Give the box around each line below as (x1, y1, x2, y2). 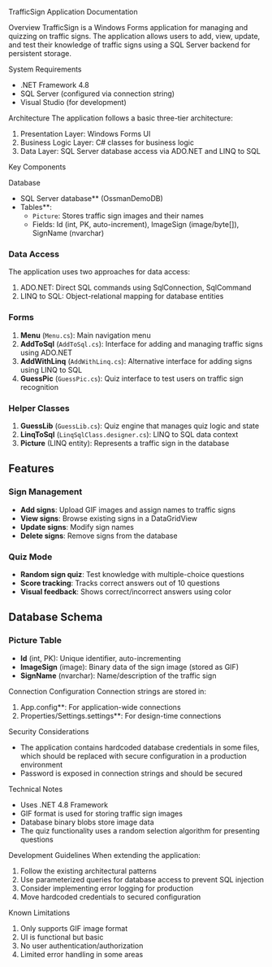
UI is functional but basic (19, 932, 104, 942)
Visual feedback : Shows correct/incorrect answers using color (19, 586, 231, 597)
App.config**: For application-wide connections (19, 702, 181, 711)
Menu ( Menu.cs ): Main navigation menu (19, 330, 152, 340)
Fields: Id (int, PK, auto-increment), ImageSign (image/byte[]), (32, 220, 240, 229)
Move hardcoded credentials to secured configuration (19, 891, 201, 902)
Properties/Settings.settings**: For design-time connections (19, 711, 222, 720)
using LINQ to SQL (19, 365, 83, 374)
